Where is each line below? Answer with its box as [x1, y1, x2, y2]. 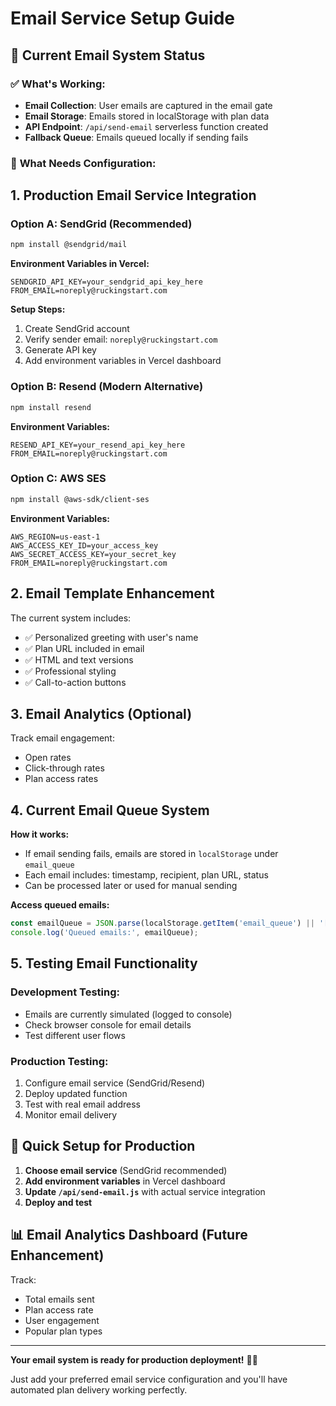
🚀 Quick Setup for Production [10, 1138, 196, 1155]
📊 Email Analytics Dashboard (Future [10, 1227, 248, 1244]
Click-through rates [24, 762, 105, 774]
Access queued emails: [10, 899, 110, 911]
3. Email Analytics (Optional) [10, 705, 193, 722]
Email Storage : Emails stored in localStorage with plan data [24, 110, 270, 122]
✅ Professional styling [24, 665, 117, 677]
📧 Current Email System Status [10, 47, 206, 64]
